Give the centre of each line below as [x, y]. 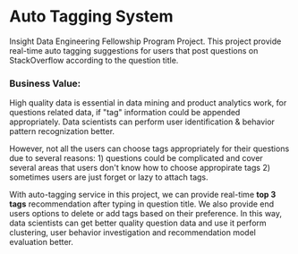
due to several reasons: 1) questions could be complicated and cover [136, 158]
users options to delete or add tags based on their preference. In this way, [146, 214]
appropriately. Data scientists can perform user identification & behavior [142, 122]
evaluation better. [42, 242]
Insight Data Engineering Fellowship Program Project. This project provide [145, 41]
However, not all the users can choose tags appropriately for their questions [149, 148]
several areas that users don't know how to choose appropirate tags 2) [140, 168]
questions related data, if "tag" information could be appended [125, 113]
